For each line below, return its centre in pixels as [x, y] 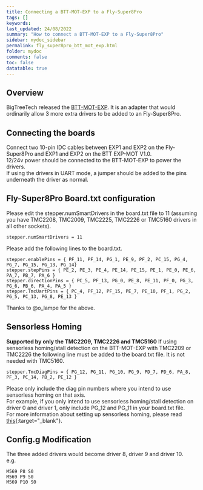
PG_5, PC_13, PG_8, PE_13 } [42, 296]
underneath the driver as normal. [48, 180]
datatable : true [27, 68]
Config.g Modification [49, 440]
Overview [25, 92]
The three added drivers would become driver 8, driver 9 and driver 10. [95, 454]
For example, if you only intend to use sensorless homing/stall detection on [100, 401]
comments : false [27, 57]
